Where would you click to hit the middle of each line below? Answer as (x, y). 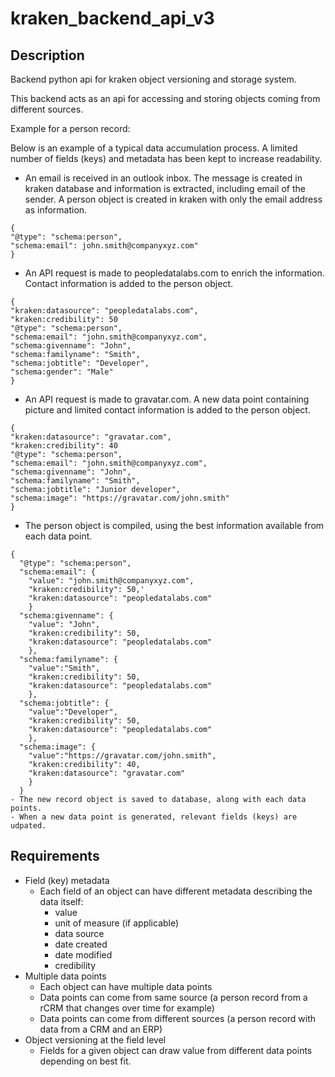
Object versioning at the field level (95, 1039)
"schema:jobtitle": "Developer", (80, 363)
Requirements (55, 856)
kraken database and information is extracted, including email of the (165, 188)
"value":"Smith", (64, 668)
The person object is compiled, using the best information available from (174, 525)
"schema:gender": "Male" (62, 372)
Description (47, 55)
